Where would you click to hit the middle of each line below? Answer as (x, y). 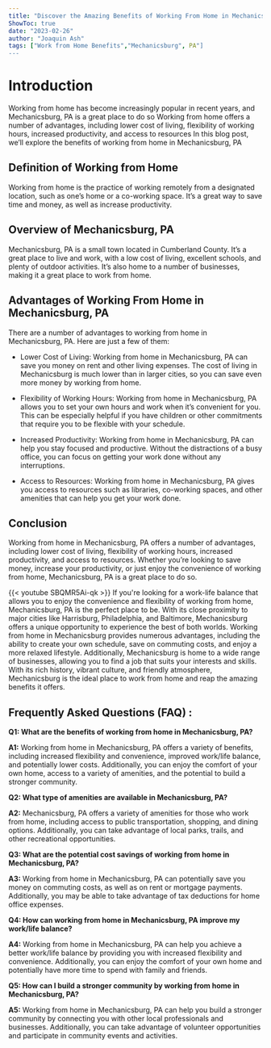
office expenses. (36, 904)
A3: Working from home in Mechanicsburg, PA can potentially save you (127, 879)
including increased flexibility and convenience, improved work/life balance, (135, 757)
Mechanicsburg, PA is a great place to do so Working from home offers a (129, 117)
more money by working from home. (81, 382)
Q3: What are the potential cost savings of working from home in (119, 855)
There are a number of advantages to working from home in (108, 333)
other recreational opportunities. (62, 839)
